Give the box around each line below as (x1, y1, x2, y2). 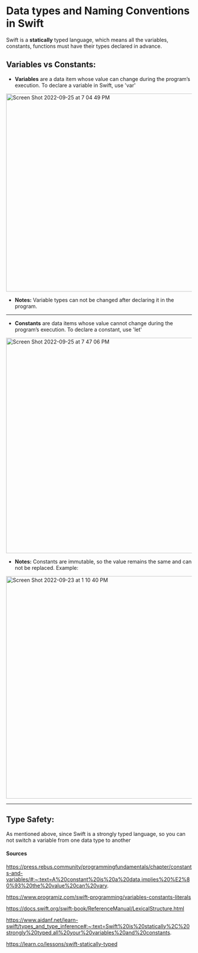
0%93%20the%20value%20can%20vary (6, 882, 107, 889)
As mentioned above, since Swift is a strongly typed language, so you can (6, 830, 186, 837)
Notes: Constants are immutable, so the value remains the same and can (14, 557, 192, 565)
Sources (6, 850, 28, 857)
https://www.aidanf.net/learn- (6, 916, 78, 923)
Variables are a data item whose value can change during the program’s (14, 75, 190, 82)
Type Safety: (6, 815, 55, 825)
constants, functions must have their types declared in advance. (6, 43, 162, 50)
